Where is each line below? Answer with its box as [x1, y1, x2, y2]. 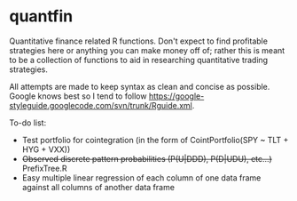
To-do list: [9, 117, 47, 128]
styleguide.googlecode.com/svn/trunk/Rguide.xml [9, 100, 192, 110]
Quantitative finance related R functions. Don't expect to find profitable [9, 36, 269, 46]
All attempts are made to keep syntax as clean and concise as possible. [9, 81, 270, 92]
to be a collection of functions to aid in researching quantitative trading [9, 54, 269, 65]
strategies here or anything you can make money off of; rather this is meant [9, 44, 285, 55]
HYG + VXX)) [21, 144, 71, 155]
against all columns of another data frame [21, 181, 176, 192]
